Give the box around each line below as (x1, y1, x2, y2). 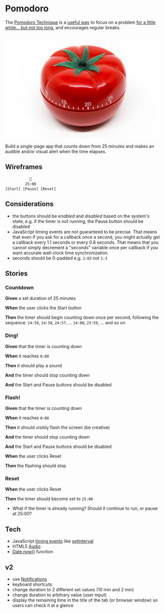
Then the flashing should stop (5, 463, 67, 469)
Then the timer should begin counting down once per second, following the (5, 314, 159, 320)
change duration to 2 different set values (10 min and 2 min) (12, 586, 134, 592)
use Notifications (12, 576, 47, 582)
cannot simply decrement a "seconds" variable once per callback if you (12, 244, 159, 250)
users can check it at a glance (12, 602, 74, 608)
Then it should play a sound (5, 362, 62, 368)
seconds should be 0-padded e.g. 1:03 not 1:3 (12, 255, 108, 261)
